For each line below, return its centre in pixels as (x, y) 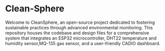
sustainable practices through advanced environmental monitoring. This (79, 27)
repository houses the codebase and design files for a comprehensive (77, 33)
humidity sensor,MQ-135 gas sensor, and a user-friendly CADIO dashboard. (83, 43)
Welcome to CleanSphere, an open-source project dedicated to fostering (80, 22)
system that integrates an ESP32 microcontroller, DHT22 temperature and (81, 38)
